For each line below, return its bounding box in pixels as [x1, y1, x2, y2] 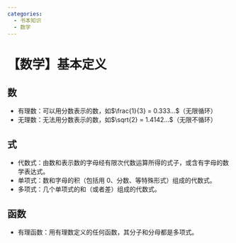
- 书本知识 [13, 17, 42, 24]
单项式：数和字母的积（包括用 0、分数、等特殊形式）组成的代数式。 [17, 176, 216, 185]
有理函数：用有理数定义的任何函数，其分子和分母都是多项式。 [17, 228, 198, 236]
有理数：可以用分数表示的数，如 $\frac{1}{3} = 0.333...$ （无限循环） [17, 107, 218, 115]
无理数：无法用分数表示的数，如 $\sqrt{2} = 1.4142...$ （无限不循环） [17, 115, 218, 124]
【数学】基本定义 [7, 56, 108, 72]
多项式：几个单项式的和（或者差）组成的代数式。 [17, 185, 161, 193]
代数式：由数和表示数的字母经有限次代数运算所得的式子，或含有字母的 [17, 159, 223, 167]
